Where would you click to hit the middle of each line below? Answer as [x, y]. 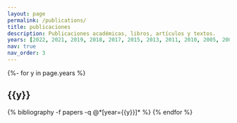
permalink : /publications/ [47, 20]
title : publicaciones [39, 27]
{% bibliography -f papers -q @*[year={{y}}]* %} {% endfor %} [100, 112]
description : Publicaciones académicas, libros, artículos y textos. [112, 33]
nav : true [22, 46]
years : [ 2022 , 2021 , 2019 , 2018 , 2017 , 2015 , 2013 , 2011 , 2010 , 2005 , [113, 40]
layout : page [26, 14]
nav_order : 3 [26, 53]
